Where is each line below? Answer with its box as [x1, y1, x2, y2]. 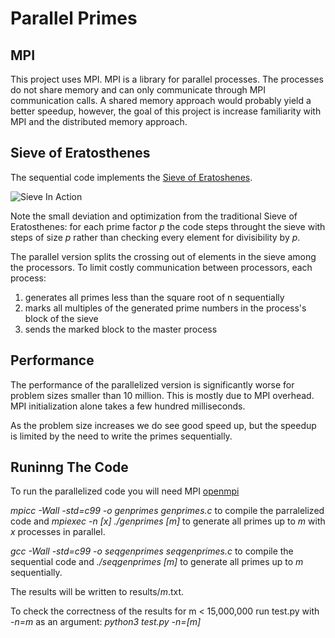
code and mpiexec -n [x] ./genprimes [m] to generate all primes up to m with [10, 515, 326, 527]
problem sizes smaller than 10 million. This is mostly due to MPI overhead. [10, 389, 315, 401]
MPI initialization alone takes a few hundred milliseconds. [10, 400, 246, 412]
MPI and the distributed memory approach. [10, 116, 188, 127]
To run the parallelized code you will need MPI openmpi [10, 485, 240, 497]
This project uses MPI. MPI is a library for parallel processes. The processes [10, 73, 324, 85]
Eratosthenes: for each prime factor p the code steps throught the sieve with [10, 220, 326, 232]
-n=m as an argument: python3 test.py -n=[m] [10, 616, 202, 628]
